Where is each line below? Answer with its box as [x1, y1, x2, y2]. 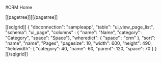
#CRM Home [5, 5, 32, 10]
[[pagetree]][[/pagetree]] [5, 14, 58, 20]
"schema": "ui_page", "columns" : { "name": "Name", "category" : [5, 29, 143, 35]
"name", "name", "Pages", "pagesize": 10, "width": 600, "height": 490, [5, 40, 152, 46]
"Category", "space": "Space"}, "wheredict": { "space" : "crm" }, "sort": [5, 35, 156, 41]
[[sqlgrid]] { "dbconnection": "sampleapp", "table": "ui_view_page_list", [5, 24, 154, 30]
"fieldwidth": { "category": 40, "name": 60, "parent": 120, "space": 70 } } [5, 46, 157, 51]
